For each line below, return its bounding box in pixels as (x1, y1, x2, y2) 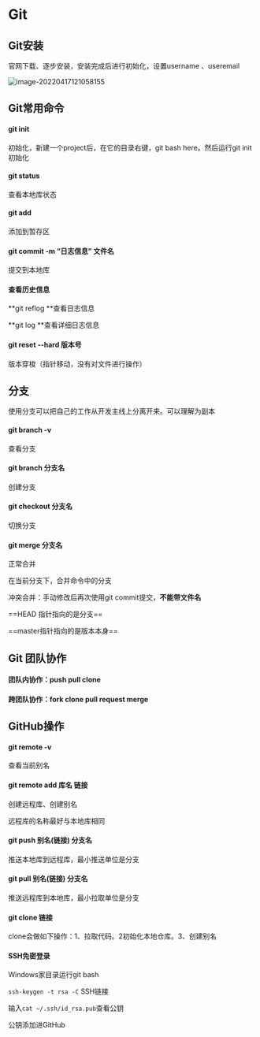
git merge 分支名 (8, 540, 63, 549)
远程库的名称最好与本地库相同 (8, 816, 105, 825)
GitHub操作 (8, 719, 65, 734)
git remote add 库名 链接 (8, 780, 88, 790)
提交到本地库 (8, 266, 50, 275)
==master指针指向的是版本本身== (8, 626, 118, 636)
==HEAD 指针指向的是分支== (8, 609, 103, 619)
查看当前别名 (8, 760, 50, 770)
